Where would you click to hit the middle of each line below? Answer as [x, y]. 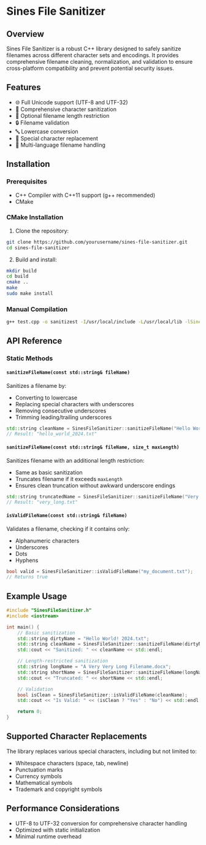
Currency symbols [39, 776]
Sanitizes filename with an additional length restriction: [75, 460]
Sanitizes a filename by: [36, 385]
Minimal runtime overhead [48, 836]
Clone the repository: [42, 231]
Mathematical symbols [44, 782]
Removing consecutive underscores [61, 411]
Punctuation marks [39, 770]
